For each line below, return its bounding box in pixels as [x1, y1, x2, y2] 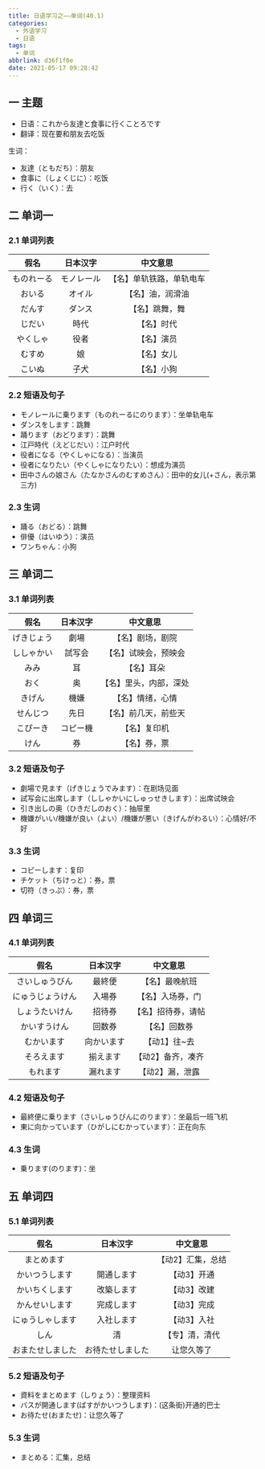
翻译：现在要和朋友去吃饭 [19, 129, 105, 138]
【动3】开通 [169, 1269, 215, 1280]
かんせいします [16, 1299, 74, 1311]
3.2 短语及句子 [8, 763, 65, 775]
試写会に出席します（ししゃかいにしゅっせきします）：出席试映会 [19, 793, 235, 803]
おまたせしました [12, 1344, 78, 1356]
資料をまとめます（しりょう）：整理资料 [19, 1390, 151, 1400]
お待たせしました [84, 1344, 150, 1356]
